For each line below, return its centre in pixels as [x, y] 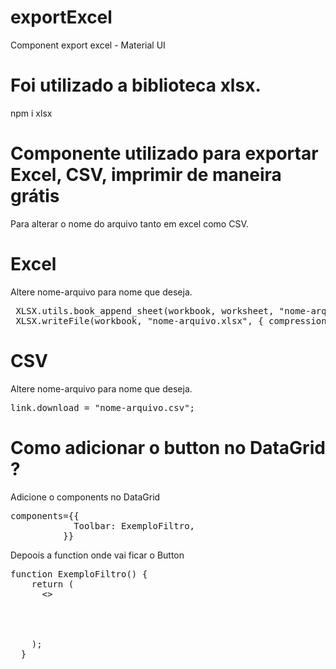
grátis [35, 196]
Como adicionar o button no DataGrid [168, 447]
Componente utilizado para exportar [164, 153]
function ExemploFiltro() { [79, 574]
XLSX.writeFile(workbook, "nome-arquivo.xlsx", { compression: [174, 320]
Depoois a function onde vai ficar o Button [97, 555]
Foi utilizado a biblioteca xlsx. [136, 85]
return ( [53, 584]
